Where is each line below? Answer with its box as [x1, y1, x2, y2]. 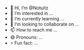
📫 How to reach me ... [10, 27, 58, 33]
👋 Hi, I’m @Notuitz [10, 5, 49, 11]
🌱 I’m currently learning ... [10, 16, 65, 21]
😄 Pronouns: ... [10, 34, 43, 40]
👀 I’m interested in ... [10, 10, 53, 16]
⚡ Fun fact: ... [10, 40, 38, 46]
